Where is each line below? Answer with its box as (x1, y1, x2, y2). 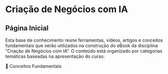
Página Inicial (5, 24, 49, 32)
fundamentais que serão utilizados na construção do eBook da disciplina (5, 43, 158, 49)
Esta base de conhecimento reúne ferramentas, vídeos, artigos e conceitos (5, 37, 163, 43)
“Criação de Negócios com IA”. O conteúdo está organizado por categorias (5, 48, 163, 54)
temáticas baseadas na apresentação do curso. (5, 53, 105, 59)
